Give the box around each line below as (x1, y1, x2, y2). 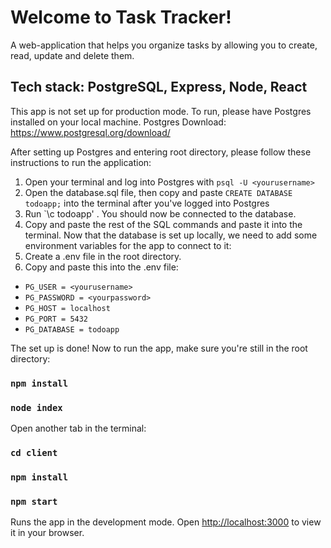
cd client (10, 447, 58, 458)
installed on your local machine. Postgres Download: (10, 116, 227, 128)
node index (10, 402, 63, 413)
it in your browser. (10, 527, 85, 539)
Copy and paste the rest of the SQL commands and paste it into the (24, 218, 303, 230)
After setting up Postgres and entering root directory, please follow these (10, 146, 312, 158)
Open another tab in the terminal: (10, 422, 147, 434)
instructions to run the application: (10, 156, 152, 168)
